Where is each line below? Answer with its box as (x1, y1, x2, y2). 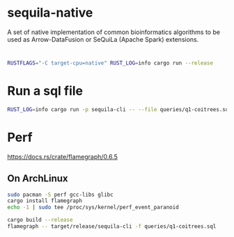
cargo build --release (7, 217, 73, 224)
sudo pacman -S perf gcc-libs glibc (7, 191, 114, 198)
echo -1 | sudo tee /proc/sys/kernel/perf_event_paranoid (7, 204, 179, 211)
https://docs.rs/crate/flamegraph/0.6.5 (7, 152, 118, 161)
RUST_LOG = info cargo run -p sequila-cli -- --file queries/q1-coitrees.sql (7, 106, 232, 113)
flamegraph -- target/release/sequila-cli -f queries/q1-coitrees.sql (7, 223, 217, 230)
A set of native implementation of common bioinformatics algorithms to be (7, 28, 221, 36)
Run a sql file (7, 83, 84, 99)
